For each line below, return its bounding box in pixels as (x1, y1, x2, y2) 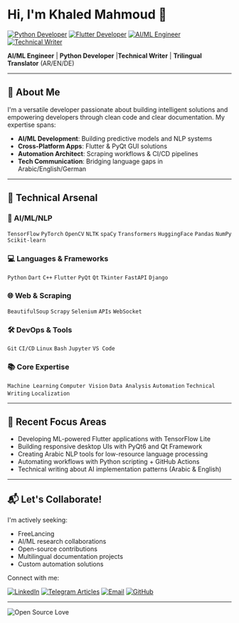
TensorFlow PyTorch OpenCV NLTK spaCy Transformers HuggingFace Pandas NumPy (7, 231, 233, 238)
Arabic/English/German (17, 164, 87, 173)
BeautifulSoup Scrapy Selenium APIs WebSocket (7, 308, 142, 316)
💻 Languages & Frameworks (7, 254, 109, 264)
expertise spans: (7, 120, 56, 129)
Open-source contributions (17, 545, 98, 553)
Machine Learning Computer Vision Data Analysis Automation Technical (7, 382, 216, 389)
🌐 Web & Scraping (7, 290, 72, 300)
